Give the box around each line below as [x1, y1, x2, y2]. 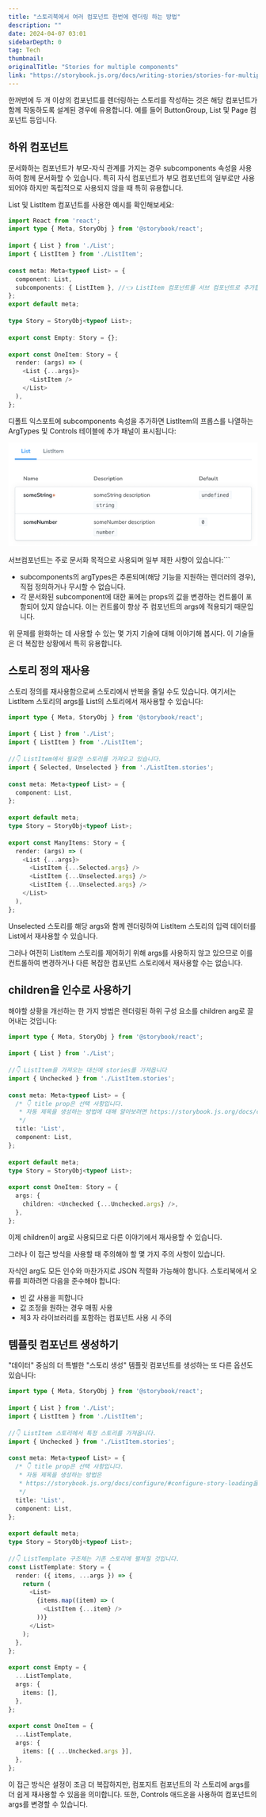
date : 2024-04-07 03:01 [8, 29, 87, 37]
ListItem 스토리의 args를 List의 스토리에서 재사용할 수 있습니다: [8, 696, 203, 706]
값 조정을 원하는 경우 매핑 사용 [19, 1303, 113, 1312]
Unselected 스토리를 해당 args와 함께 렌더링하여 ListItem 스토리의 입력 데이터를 [8, 921, 256, 930]
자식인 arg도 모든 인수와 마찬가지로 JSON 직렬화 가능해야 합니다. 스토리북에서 [8, 1266, 249, 1276]
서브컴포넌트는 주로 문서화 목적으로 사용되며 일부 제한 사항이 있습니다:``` [8, 555, 231, 564]
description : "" [8, 21, 62, 29]
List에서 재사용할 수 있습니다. [8, 931, 98, 941]
